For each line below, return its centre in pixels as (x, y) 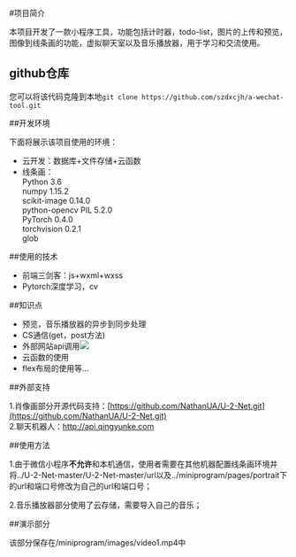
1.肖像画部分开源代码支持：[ (60, 406)
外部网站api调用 (51, 346)
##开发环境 (30, 123)
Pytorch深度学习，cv (60, 286)
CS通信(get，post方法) (64, 335)
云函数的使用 (45, 357)
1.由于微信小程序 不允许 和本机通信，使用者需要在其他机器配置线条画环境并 (144, 464)
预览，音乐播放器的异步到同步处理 (84, 324)
